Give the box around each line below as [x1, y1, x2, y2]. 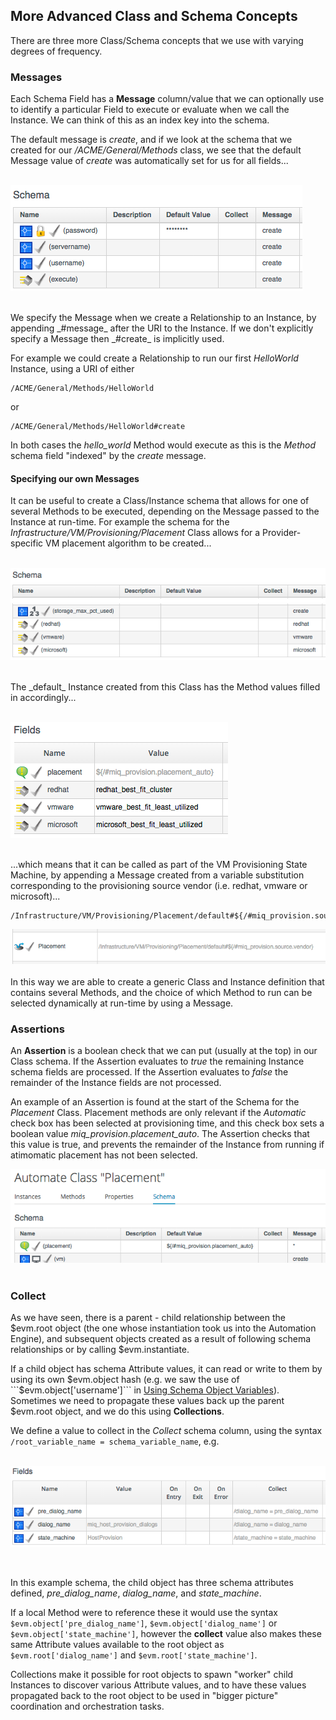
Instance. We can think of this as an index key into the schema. [10, 114, 270, 126]
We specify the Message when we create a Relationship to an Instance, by [10, 312, 317, 324]
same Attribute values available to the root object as [10, 1638, 225, 1650]
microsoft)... [10, 890, 61, 902]
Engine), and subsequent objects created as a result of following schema [10, 1332, 312, 1344]
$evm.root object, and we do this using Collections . [10, 1405, 225, 1417]
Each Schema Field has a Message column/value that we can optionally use [10, 93, 325, 105]
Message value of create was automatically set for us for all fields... [10, 155, 289, 167]
